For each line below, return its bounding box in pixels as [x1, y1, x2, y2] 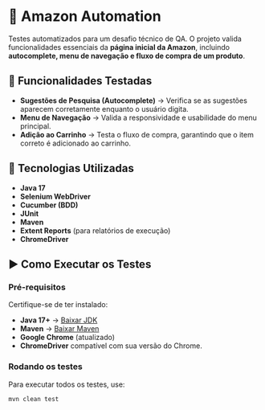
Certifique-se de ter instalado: [8, 300, 108, 310]
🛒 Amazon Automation [8, 7, 162, 26]
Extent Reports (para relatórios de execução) [19, 225, 171, 236]
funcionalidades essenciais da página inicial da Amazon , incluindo [8, 42, 230, 51]
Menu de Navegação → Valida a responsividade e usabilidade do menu [19, 113, 257, 122]
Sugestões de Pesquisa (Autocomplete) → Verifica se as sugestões [19, 96, 247, 105]
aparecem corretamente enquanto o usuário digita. [19, 104, 189, 113]
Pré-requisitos [8, 281, 66, 293]
